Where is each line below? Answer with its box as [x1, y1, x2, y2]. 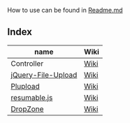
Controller [10, 59, 44, 68]
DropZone [10, 104, 44, 114]
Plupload [10, 81, 40, 91]
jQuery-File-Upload [10, 70, 78, 80]
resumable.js [10, 92, 53, 102]
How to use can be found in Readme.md [7, 6, 124, 14]
